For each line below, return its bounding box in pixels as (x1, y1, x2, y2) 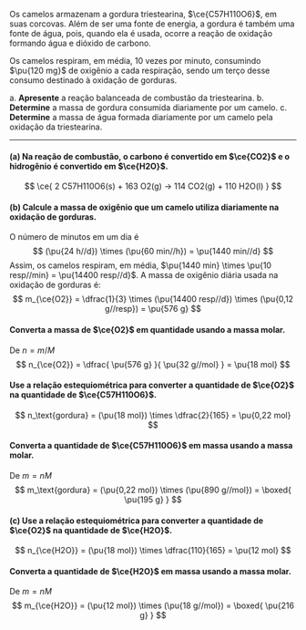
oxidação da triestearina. (9, 121, 103, 132)
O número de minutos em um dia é (9, 232, 139, 243)
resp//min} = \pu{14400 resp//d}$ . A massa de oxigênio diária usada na (9, 270, 279, 281)
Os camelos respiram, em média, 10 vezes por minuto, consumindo (9, 56, 261, 66)
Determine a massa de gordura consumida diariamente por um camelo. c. (9, 102, 288, 113)
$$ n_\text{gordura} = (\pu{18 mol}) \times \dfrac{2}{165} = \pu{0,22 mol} (15, 409, 291, 420)
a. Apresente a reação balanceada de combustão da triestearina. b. (9, 92, 264, 103)
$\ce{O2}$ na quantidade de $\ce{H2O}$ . (9, 524, 173, 535)
